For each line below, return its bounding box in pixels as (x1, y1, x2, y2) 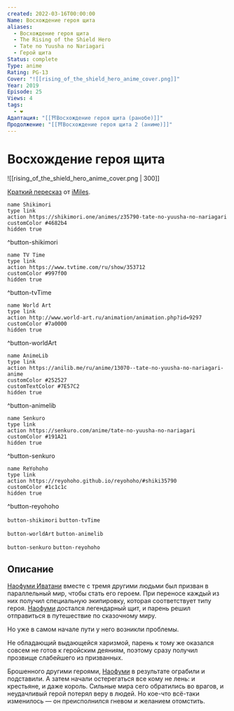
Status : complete (7, 56, 58, 63)
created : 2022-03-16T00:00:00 (7, 10, 96, 18)
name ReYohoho (7, 465, 49, 473)
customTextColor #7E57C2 (7, 383, 80, 390)
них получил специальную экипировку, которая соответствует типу (7, 597, 212, 605)
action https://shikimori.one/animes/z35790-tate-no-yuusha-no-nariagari (7, 214, 228, 221)
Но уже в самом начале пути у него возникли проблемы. (7, 625, 179, 634)
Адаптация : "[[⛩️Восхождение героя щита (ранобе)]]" (7, 114, 163, 121)
